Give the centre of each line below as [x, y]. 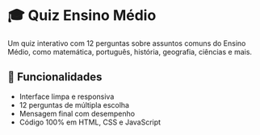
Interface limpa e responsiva [67, 96]
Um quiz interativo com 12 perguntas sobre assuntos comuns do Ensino [127, 43]
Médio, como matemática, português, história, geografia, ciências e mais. [130, 51]
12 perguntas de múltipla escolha [74, 104]
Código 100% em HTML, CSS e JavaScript [90, 122]
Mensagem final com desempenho [77, 113]
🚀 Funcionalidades [55, 77]
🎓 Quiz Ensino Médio [82, 16]
